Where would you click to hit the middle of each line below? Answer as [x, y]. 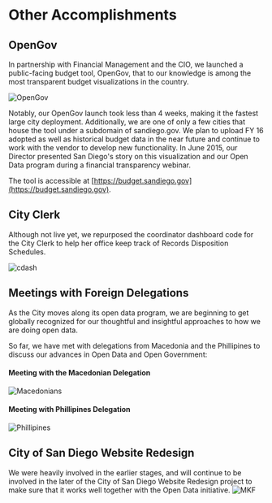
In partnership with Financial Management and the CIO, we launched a [126, 64]
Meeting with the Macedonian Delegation [80, 373]
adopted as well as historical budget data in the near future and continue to [134, 139]
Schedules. [27, 251]
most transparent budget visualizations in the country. [99, 82]
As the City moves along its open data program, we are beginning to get [129, 312]
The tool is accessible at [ [52, 181]
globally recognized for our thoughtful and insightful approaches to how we [135, 321]
